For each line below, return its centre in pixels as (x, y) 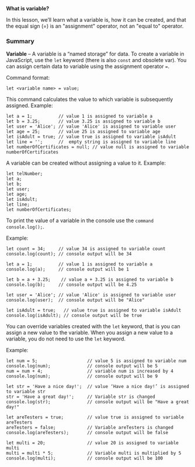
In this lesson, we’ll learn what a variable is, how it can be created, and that (96, 20)
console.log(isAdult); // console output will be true (74, 316)
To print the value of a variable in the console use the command (80, 221)
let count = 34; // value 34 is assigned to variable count (86, 249)
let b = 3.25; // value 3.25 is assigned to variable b (83, 122)
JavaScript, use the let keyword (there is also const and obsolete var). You (96, 60)
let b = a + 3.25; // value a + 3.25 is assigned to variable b (90, 280)
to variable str (26, 392)
